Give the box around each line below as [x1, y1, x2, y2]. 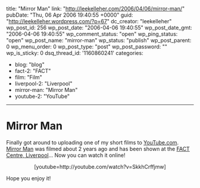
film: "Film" [14, 74, 43, 81]
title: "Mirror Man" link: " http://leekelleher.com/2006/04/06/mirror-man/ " [6, 5, 185, 12]
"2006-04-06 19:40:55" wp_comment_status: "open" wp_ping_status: [6, 30, 178, 38]
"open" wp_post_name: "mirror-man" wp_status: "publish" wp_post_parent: [6, 37, 192, 44]
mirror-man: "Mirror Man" [14, 87, 78, 93]
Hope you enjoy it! [6, 174, 51, 181]
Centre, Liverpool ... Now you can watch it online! [6, 152, 126, 159]
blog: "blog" [14, 61, 45, 68]
